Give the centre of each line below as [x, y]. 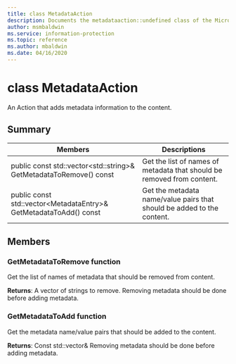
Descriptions [183, 149]
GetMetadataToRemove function [64, 261]
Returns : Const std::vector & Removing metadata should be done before [111, 345]
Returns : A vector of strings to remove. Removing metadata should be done [117, 291]
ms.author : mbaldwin [38, 46]
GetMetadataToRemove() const [63, 175]
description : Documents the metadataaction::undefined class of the [110, 20]
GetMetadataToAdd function [57, 316]
